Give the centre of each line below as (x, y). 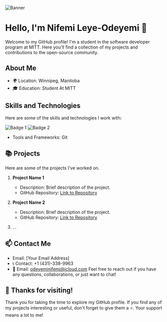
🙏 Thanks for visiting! (39, 290)
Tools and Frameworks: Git (40, 137)
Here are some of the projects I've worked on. (52, 168)
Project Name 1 (28, 178)
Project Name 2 (29, 202)
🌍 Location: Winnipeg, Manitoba (46, 81)
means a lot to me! (24, 315)
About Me (21, 68)
